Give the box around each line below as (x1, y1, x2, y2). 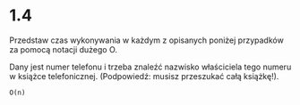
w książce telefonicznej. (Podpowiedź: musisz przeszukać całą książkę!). (9, 70, 279, 81)
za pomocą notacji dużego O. (9, 44, 118, 54)
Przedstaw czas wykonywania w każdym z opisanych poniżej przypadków (9, 35, 284, 45)
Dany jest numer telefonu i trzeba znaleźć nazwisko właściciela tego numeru (9, 61, 292, 72)
